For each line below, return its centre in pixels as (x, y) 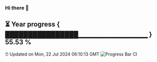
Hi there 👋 (17, 8)
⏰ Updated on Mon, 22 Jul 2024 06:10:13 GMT (52, 54)
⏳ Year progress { (33, 24)
